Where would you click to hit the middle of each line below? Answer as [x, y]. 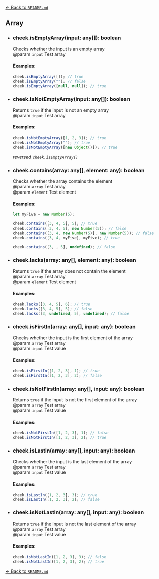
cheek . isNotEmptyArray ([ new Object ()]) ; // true [65, 147]
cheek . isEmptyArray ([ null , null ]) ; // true [59, 86]
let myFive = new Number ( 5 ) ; [43, 215]
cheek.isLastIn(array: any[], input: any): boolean [74, 451]
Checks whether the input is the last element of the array [72, 462]
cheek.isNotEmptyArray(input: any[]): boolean [71, 99]
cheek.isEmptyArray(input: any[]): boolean [67, 38]
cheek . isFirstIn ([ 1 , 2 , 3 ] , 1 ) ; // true [56, 371]
